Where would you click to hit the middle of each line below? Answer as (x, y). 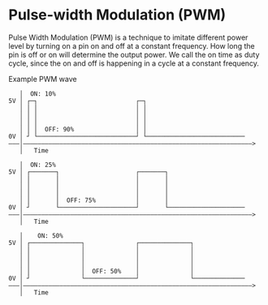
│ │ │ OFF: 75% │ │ (94, 200)
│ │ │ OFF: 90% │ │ (83, 129)
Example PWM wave (43, 79)
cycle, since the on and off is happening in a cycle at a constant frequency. (134, 63)
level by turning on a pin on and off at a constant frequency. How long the (132, 45)
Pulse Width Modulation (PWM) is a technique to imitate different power (128, 37)
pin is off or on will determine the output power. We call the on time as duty (134, 54)
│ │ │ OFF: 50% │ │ (107, 271)
